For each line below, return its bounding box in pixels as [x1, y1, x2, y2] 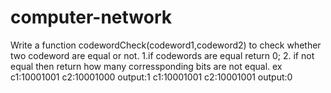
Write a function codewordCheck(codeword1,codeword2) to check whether [10, 39, 322, 51]
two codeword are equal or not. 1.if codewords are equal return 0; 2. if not [10, 49, 315, 61]
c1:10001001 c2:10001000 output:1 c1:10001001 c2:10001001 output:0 [10, 71, 293, 83]
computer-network [10, 6, 173, 29]
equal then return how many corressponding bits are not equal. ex [10, 60, 283, 72]
